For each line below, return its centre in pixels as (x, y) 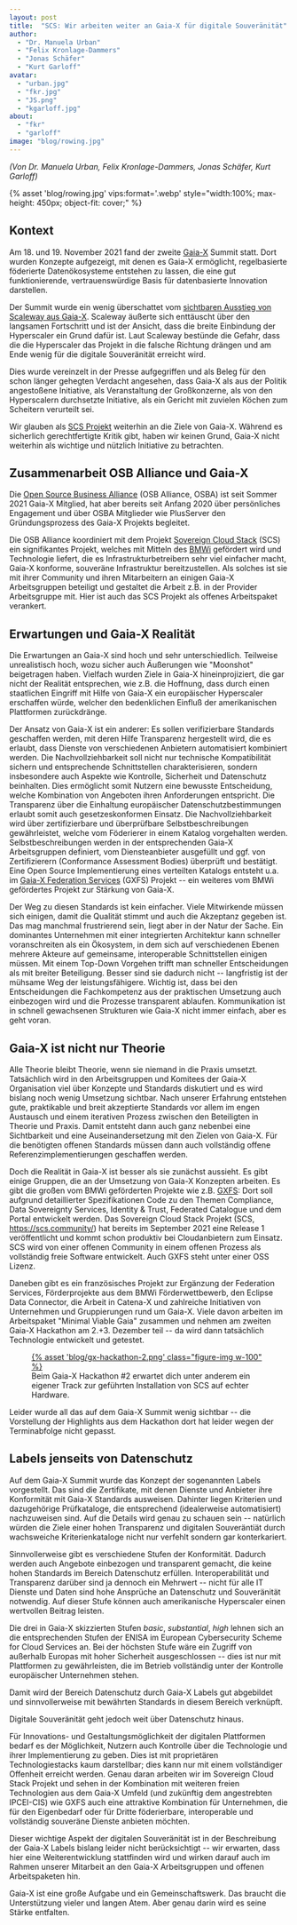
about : (21, 116)
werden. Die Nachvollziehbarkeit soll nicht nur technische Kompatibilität (141, 758)
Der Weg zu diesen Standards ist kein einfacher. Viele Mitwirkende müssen (146, 907)
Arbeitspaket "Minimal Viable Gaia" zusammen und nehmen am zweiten (141, 1321)
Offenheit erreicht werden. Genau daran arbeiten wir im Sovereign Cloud (142, 1774)
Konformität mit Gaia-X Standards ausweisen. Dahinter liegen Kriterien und (145, 1499)
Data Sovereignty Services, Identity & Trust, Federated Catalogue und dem (145, 1209)
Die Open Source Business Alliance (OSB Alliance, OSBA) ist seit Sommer (143, 495)
